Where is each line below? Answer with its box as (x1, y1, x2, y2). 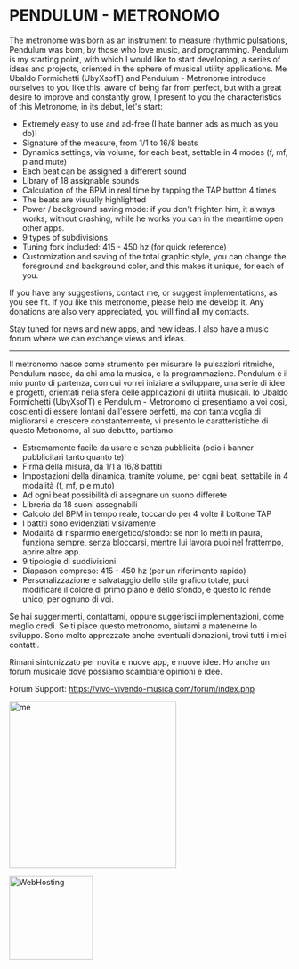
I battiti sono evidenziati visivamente (21, 518, 156, 529)
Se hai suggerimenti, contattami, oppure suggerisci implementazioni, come (9, 611, 285, 621)
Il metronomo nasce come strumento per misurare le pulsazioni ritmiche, (9, 358, 276, 369)
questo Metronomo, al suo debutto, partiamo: (9, 424, 176, 435)
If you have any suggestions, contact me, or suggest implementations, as (9, 287, 278, 298)
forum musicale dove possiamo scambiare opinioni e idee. (9, 666, 222, 677)
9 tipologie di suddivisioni (21, 555, 117, 566)
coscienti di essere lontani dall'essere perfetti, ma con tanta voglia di (9, 406, 261, 416)
